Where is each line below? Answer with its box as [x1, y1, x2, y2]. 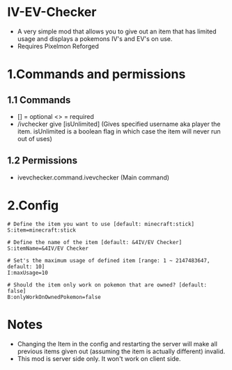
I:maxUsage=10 [7, 269, 49, 276]
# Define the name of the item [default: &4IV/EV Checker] [7, 239, 183, 246]
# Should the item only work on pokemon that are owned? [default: [7, 281, 208, 289]
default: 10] [7, 263, 45, 270]
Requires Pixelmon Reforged [17, 42, 100, 50]
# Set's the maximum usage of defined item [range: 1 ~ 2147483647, [7, 257, 210, 264]
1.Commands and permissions [7, 67, 186, 82]
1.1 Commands [7, 94, 71, 106]
